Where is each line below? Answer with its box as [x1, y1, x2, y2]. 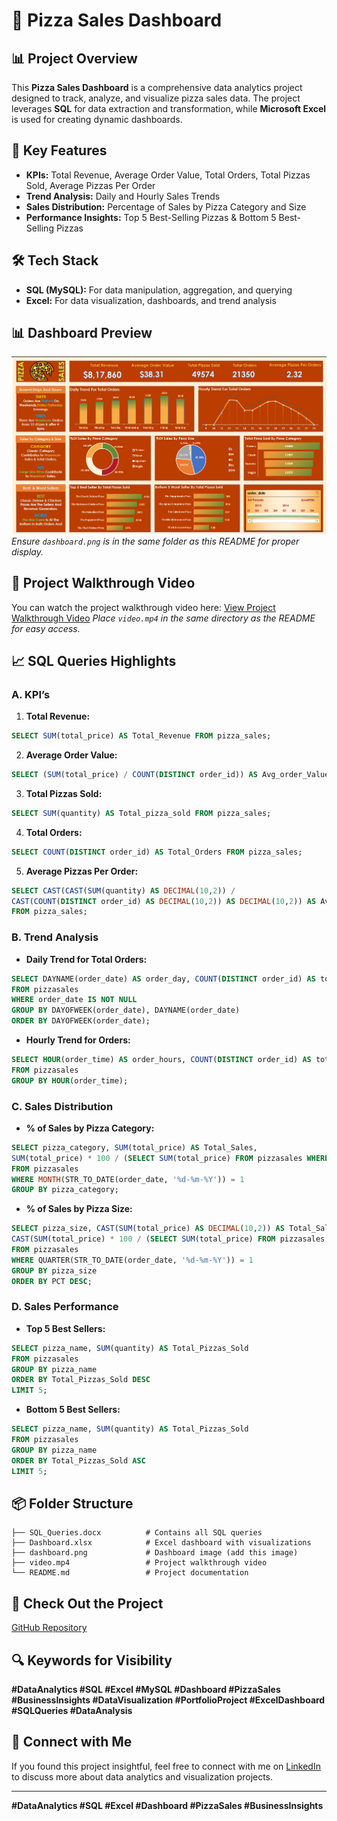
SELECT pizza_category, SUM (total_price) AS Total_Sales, [11, 1142, 258, 1153]
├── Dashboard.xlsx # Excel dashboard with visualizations [11, 1538, 312, 1548]
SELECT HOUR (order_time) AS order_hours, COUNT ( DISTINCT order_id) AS [11, 1055, 312, 1065]
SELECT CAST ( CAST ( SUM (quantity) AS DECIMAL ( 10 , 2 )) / [11, 885, 236, 896]
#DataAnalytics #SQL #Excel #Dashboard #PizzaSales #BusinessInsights [11, 1799, 324, 1811]
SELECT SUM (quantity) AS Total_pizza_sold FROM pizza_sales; [11, 808, 272, 818]
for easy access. [11, 622, 81, 634]
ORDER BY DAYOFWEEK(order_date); [11, 1016, 151, 1026]
